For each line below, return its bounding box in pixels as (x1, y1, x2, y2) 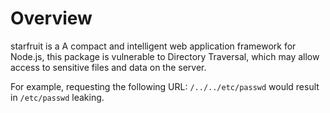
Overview (10, 7, 93, 30)
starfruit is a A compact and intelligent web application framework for (10, 40, 297, 52)
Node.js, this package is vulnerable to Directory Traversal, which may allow (10, 50, 320, 62)
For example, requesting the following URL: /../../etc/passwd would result (10, 80, 320, 92)
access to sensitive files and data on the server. (10, 61, 207, 73)
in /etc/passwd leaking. (10, 91, 105, 103)
